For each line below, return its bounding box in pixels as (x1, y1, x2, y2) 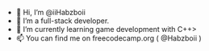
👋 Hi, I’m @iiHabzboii (15, 8, 86, 17)
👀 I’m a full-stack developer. (15, 16, 110, 25)
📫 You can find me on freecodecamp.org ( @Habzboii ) (15, 33, 202, 43)
